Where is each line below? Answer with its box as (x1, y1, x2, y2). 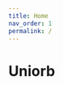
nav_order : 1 (8, 19, 52, 28)
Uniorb (8, 62, 56, 80)
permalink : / (8, 27, 52, 35)
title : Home (8, 11, 48, 20)
